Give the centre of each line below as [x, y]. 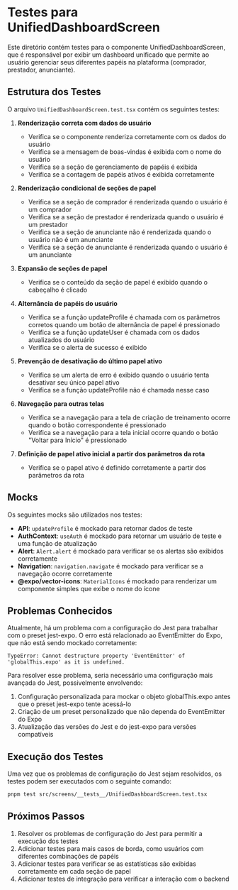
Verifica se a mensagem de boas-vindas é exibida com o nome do [125, 152]
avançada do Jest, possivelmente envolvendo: [75, 683]
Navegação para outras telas [61, 403]
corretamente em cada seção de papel [74, 871]
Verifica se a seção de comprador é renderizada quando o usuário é [128, 202]
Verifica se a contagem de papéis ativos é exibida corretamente [121, 174]
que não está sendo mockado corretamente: [72, 643]
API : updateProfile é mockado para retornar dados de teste [105, 528]
